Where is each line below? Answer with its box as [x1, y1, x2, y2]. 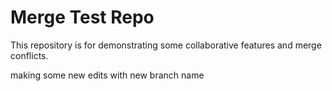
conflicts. [10, 49, 49, 61]
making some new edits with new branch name [10, 69, 205, 81]
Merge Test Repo [10, 6, 155, 29]
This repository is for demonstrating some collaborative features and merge [10, 39, 322, 51]
